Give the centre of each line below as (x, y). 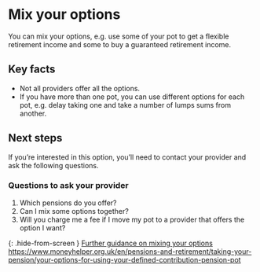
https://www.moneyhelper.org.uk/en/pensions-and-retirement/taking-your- (130, 251)
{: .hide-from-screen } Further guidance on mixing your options (111, 243)
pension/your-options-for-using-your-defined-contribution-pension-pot (125, 259)
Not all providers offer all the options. (79, 88)
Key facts (32, 70)
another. (33, 113)
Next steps (35, 138)
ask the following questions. (54, 165)
